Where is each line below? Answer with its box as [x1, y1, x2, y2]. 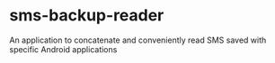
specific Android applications [9, 43, 118, 54]
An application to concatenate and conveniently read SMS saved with [9, 35, 267, 45]
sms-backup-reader [9, 5, 164, 26]
